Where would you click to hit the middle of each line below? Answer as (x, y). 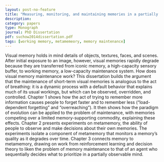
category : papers (23, 23)
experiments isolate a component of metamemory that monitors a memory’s (81, 133)
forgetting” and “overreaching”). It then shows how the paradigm (93, 107)
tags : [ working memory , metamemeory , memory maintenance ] (65, 42)
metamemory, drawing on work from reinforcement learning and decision (79, 144)
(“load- (143, 102)
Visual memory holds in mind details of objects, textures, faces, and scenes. (82, 55)
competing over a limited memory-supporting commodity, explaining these (80, 117)
